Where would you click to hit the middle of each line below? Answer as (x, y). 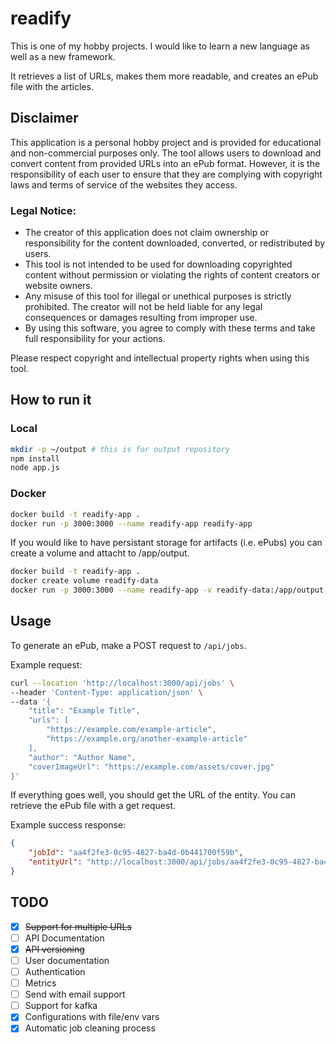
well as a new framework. (63, 56)
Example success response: (68, 825)
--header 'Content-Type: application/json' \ (106, 692)
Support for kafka (61, 1006)
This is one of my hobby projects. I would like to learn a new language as (160, 46)
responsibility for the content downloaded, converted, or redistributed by (175, 243)
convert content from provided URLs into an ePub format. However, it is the (165, 163)
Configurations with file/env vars (92, 1017)
